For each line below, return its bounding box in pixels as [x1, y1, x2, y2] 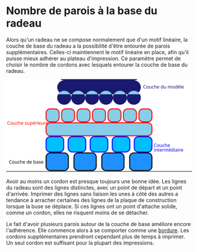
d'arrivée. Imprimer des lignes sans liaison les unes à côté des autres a [6, 190, 179, 197]
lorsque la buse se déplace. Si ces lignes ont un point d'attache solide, [6, 203, 178, 210]
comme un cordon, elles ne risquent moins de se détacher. [6, 209, 149, 216]
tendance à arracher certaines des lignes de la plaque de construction [6, 196, 177, 204]
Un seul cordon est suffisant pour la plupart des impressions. [6, 239, 154, 246]
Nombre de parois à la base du [6, 4, 158, 18]
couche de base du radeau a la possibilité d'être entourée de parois [6, 42, 170, 49]
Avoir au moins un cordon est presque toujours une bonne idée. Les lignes [6, 178, 187, 185]
